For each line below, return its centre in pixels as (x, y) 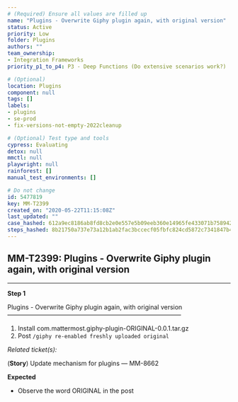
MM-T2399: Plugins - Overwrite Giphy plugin (109, 259)
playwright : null (33, 165)
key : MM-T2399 (28, 203)
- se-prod (22, 119)
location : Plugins (34, 86)
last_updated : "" (33, 217)
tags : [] (20, 99)
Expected (22, 377)
